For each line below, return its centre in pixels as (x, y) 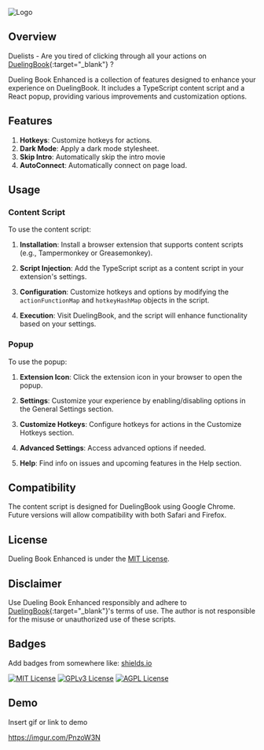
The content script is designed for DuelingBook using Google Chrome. (122, 507)
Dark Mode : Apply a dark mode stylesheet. (89, 148)
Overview (33, 37)
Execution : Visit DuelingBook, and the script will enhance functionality (133, 316)
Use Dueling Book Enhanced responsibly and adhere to (97, 603)
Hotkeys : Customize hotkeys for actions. (86, 140)
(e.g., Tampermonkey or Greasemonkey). (86, 253)
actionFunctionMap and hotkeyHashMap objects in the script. (114, 300)
